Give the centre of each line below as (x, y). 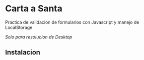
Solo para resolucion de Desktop (39, 37)
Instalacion (23, 52)
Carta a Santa (34, 9)
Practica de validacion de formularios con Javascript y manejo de (72, 22)
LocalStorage (19, 27)
